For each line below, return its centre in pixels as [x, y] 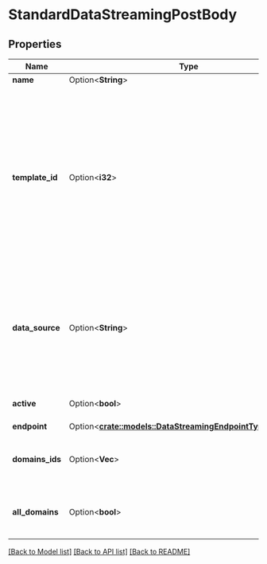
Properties [35, 44]
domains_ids [37, 459]
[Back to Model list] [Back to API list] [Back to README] [99, 552]
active [24, 403]
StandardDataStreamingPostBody [123, 15]
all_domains [35, 512]
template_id [35, 177]
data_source [37, 328]
